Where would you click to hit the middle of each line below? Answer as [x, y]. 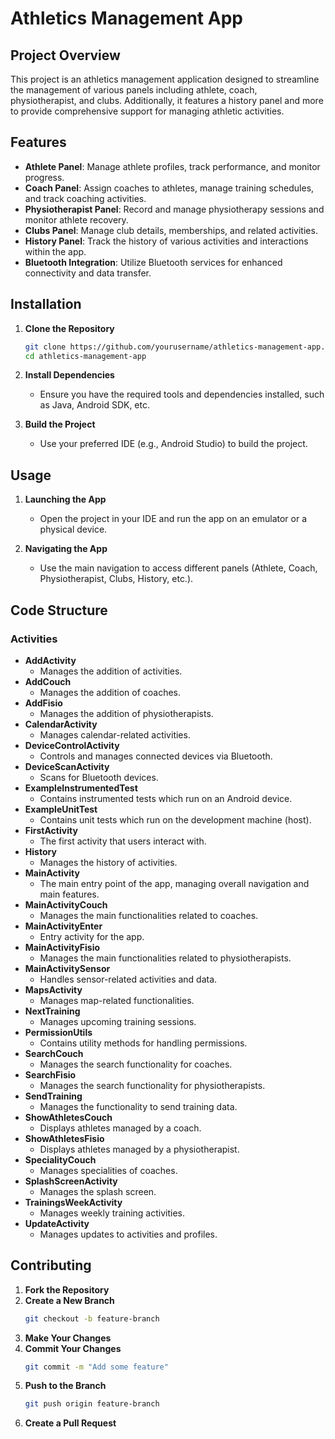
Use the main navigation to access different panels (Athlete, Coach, [178, 568]
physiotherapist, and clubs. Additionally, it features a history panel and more [167, 100]
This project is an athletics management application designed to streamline [165, 79]
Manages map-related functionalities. [117, 1000]
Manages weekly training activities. [112, 1213]
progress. [44, 177]
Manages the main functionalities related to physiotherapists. [165, 958]
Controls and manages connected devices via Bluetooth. [156, 756]
